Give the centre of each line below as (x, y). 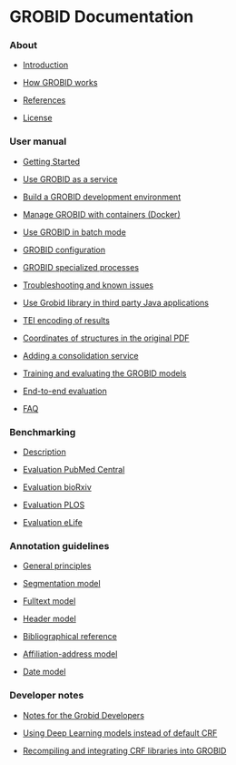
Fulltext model (49, 601)
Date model (44, 672)
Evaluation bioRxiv (57, 487)
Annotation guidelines (59, 546)
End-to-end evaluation (64, 391)
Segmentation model (62, 584)
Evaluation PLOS (54, 505)
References (44, 100)
